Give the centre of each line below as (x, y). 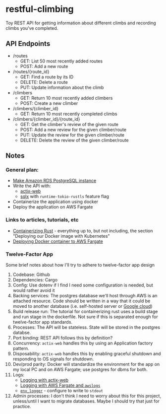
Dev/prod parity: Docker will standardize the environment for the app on (86, 364)
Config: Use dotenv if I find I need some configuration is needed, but (83, 285)
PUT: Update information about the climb (62, 87)
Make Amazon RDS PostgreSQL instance (55, 181)
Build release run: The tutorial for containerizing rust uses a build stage (85, 312)
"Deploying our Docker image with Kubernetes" (61, 236)
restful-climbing (40, 9)
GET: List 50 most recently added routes (61, 61)
